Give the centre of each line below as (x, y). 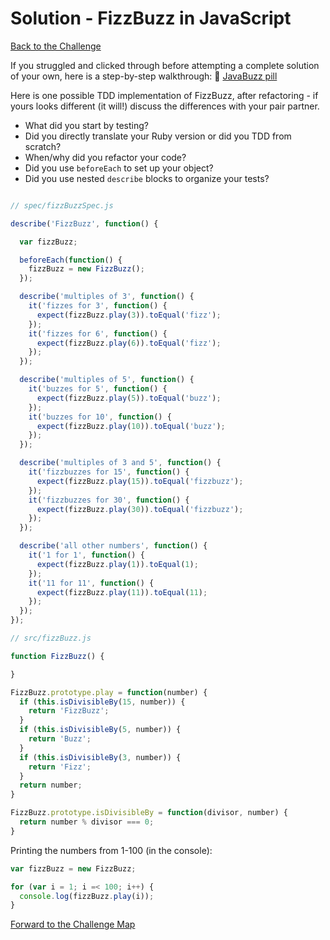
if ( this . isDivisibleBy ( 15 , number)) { (102, 702)
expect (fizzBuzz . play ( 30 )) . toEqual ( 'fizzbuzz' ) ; (140, 509)
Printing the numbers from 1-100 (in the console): (111, 850)
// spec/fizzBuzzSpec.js (62, 205)
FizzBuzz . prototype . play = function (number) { (109, 692)
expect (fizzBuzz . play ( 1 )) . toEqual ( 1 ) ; (117, 564)
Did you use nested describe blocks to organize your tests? (147, 178)
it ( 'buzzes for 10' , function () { (100, 417)
